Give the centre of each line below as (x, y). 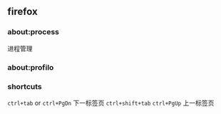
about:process (33, 32)
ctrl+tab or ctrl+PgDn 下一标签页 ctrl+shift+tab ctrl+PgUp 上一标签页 (111, 103)
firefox (22, 12)
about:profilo (31, 67)
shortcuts (25, 86)
